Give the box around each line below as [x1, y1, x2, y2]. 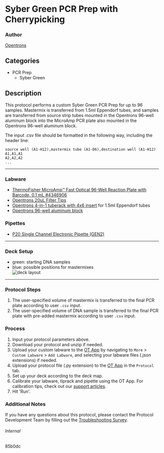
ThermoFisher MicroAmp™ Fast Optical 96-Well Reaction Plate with [12, 187, 146, 193]
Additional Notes [5, 401, 46, 407]
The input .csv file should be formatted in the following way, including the [5, 132, 153, 138]
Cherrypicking [5, 14, 65, 25]
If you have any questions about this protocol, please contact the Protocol [5, 411, 154, 417]
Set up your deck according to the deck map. [12, 373, 103, 379]
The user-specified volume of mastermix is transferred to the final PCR [12, 297, 155, 303]
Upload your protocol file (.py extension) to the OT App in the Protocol [12, 362, 154, 368]
